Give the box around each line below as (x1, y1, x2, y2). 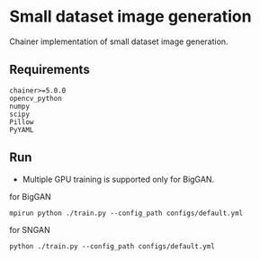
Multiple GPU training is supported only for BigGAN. (22, 174, 214, 184)
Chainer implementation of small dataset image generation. (9, 36, 229, 47)
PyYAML (9, 125, 34, 134)
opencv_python (9, 94, 63, 103)
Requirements (9, 62, 90, 77)
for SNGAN (9, 224, 51, 235)
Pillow (9, 117, 34, 127)
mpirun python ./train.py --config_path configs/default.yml (9, 209, 244, 218)
